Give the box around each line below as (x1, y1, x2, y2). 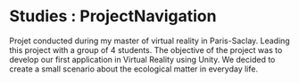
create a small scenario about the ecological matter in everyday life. (9, 64, 259, 74)
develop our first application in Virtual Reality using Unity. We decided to (9, 54, 276, 64)
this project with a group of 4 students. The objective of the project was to (9, 44, 283, 55)
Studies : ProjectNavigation (9, 6, 217, 26)
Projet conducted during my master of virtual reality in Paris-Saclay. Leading (9, 35, 290, 46)
